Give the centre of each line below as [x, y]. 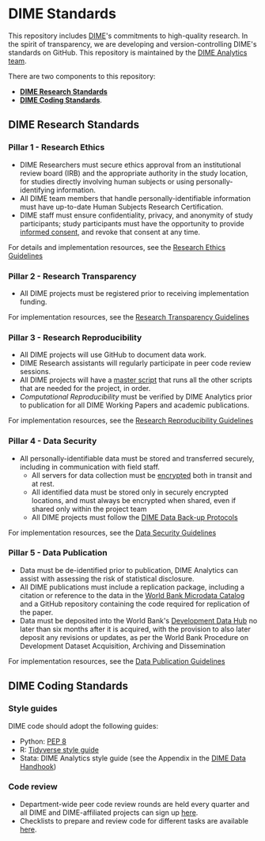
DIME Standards [62, 14]
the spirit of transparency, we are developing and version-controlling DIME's [132, 44]
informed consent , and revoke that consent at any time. [110, 232]
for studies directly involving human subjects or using [107, 181]
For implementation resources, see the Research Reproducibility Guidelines [131, 421]
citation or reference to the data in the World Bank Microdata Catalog [132, 595]
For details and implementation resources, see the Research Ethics [117, 247]
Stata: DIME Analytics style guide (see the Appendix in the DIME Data [133, 758]
